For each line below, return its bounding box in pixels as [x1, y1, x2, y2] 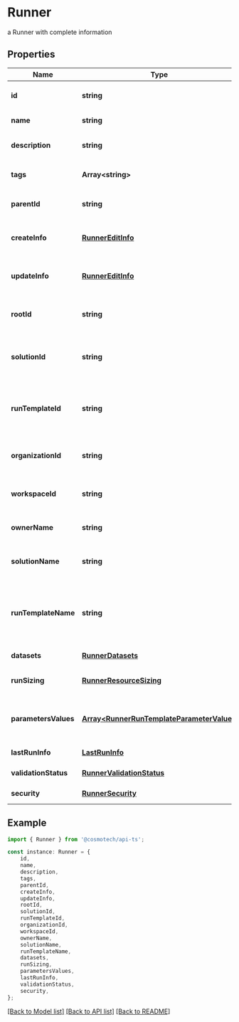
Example [7, 817, 47, 829]
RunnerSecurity [81, 788, 137, 798]
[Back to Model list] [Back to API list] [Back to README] [7, 1007, 171, 1016]
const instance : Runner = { [7, 848, 91, 856]
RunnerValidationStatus [81, 767, 165, 777]
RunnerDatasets [81, 650, 139, 660]
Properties [7, 48, 55, 60]
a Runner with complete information [7, 28, 112, 36]
